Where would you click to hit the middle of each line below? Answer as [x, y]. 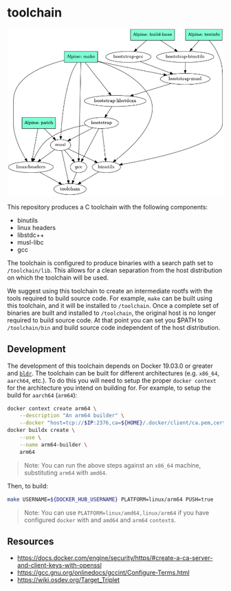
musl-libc [30, 242]
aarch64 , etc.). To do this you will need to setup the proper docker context [112, 380]
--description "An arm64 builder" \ [72, 416]
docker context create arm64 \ [52, 408]
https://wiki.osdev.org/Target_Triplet [68, 580]
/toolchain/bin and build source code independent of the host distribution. [114, 327]
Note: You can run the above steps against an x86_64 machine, [112, 465]
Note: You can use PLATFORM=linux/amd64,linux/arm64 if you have [117, 512]
